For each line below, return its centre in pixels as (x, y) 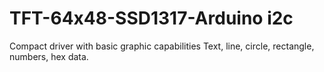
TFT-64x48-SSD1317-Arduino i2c (151, 18)
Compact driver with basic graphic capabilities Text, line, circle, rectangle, (162, 46)
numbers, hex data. (49, 56)
